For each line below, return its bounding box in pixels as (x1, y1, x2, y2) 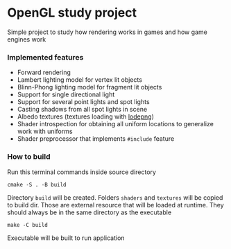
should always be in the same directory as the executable (7, 208, 172, 216)
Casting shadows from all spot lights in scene (17, 105, 148, 114)
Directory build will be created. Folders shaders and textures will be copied (7, 193, 223, 202)
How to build (7, 152, 51, 162)
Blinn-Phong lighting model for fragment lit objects (17, 83, 162, 92)
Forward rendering (17, 68, 71, 77)
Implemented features (7, 52, 84, 62)
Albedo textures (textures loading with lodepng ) (17, 112, 155, 121)
